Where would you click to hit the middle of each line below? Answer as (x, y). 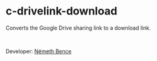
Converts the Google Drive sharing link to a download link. (78, 28)
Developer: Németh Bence (39, 51)
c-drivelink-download (62, 11)
